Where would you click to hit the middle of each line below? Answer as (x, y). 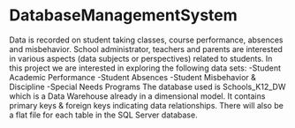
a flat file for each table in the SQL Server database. (103, 115)
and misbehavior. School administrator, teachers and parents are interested (146, 49)
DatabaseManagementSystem (124, 15)
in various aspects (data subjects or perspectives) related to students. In (141, 58)
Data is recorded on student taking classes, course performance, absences (146, 40)
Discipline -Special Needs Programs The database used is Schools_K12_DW (147, 87)
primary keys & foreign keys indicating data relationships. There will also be (147, 105)
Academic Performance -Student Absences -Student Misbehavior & (132, 77)
